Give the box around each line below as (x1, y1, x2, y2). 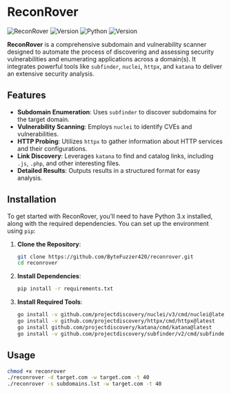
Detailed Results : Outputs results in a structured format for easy (17, 166, 201, 174)
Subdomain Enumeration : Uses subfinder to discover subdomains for (17, 107, 217, 116)
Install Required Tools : (17, 298, 83, 307)
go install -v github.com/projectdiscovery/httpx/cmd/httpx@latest (17, 318, 215, 324)
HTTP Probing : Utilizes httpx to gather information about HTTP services (17, 137, 223, 145)
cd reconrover (17, 260, 58, 267)
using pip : (7, 227, 36, 235)
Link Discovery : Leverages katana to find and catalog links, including (17, 152, 214, 160)
